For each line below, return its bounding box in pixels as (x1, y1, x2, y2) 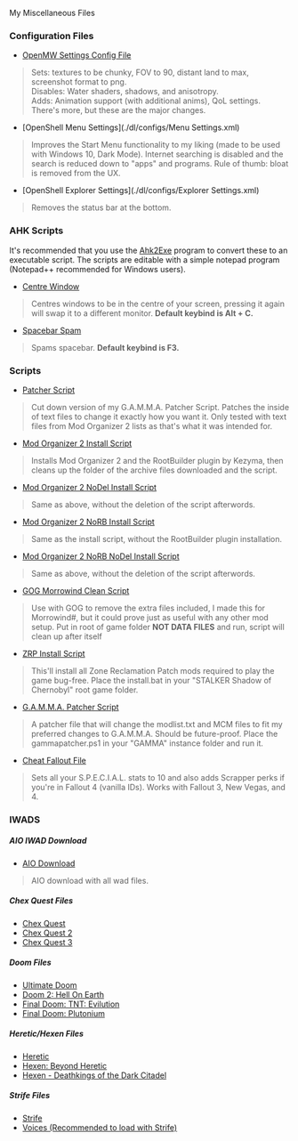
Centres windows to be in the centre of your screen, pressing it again (30, 298, 285, 309)
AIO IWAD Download (9, 836, 87, 846)
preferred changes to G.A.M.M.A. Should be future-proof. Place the (30, 728, 278, 739)
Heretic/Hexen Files (9, 1028, 85, 1040)
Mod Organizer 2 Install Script (21, 438, 133, 449)
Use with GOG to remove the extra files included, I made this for (30, 603, 265, 613)
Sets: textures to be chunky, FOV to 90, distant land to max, (30, 67, 249, 78)
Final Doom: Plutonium (21, 1007, 105, 1018)
